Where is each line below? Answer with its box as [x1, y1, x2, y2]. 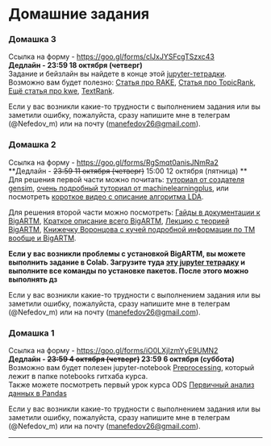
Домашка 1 [8, 327, 55, 339]
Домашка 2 [8, 139, 56, 150]
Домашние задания [8, 5, 150, 23]
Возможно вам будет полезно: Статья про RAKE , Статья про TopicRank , [8, 77, 256, 87]
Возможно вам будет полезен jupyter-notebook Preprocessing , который [8, 363, 255, 373]
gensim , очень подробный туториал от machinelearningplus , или [8, 183, 229, 193]
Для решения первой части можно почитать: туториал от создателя [8, 174, 244, 184]
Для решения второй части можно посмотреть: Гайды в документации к [8, 207, 261, 217]
